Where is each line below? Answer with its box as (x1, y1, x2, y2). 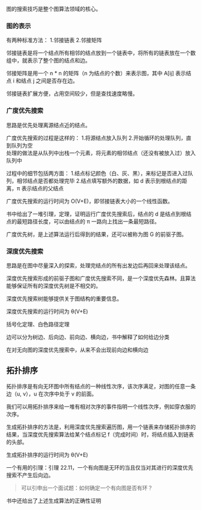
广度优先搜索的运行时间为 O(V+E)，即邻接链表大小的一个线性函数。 (6, 197, 173, 205)
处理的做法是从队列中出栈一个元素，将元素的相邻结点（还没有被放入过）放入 (6, 149, 196, 157)
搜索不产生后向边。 (6, 471, 54, 479)
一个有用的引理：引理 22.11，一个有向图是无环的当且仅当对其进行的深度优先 (6, 464, 194, 471)
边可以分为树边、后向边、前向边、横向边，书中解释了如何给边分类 (6, 333, 170, 340)
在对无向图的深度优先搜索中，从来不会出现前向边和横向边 (6, 346, 148, 353)
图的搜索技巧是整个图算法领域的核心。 (6, 5, 101, 12)
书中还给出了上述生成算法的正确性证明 (6, 497, 101, 504)
